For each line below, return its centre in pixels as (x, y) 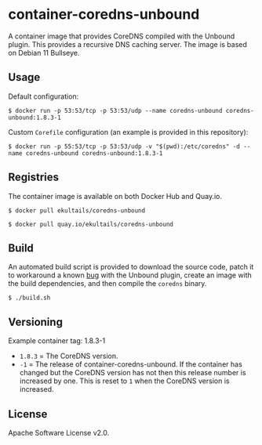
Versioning (35, 322)
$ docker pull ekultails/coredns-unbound (77, 210)
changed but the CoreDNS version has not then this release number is (133, 373)
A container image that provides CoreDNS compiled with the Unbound (122, 36)
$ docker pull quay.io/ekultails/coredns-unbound (91, 224)
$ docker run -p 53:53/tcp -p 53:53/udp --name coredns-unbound (115, 110)
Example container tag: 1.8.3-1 (57, 341)
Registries (34, 177)
